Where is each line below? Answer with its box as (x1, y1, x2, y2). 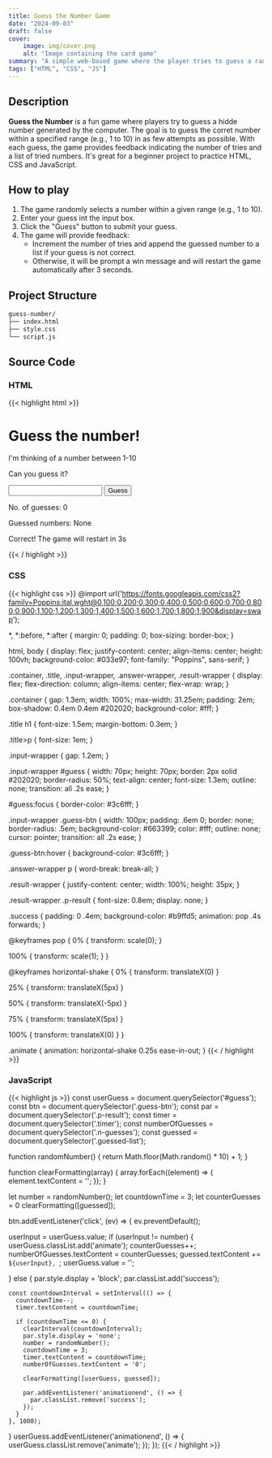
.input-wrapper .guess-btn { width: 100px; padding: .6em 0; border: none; (8, 815, 254, 824)
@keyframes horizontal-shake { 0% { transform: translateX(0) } (8, 967, 219, 976)
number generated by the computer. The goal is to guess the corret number (8, 125, 261, 135)
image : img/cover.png (23, 42, 96, 50)
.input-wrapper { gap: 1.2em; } (8, 751, 109, 760)
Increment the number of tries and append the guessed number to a (32, 239, 260, 249)
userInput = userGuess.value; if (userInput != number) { (8, 1231, 194, 1241)
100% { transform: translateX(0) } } (8, 1029, 125, 1040)
